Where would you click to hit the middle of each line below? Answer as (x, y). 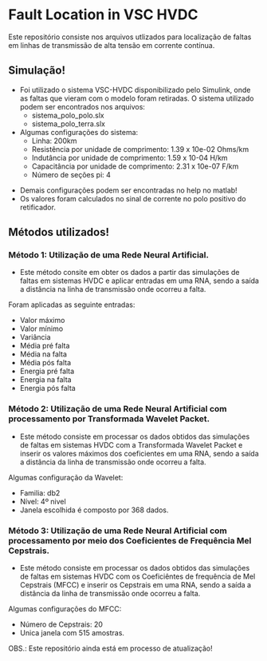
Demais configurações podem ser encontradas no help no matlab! (128, 190)
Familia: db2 (40, 492)
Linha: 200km (54, 141)
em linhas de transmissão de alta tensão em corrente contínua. (112, 45)
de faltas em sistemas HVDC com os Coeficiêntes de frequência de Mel (137, 576)
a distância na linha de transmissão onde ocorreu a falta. (113, 289)
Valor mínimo (41, 329)
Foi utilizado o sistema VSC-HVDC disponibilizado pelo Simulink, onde (135, 90)
